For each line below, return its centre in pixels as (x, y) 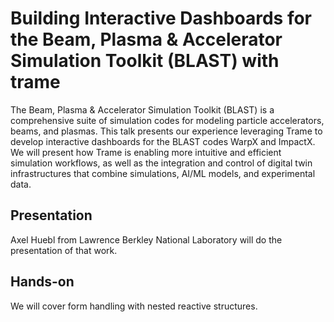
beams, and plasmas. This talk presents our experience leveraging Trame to (166, 131)
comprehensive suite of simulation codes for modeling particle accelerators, (167, 120)
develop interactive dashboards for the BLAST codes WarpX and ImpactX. (163, 141)
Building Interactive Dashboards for (161, 18)
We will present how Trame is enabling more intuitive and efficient (146, 152)
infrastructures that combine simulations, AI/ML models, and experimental (163, 173)
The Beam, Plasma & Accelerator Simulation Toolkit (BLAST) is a (142, 109)
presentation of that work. (64, 250)
